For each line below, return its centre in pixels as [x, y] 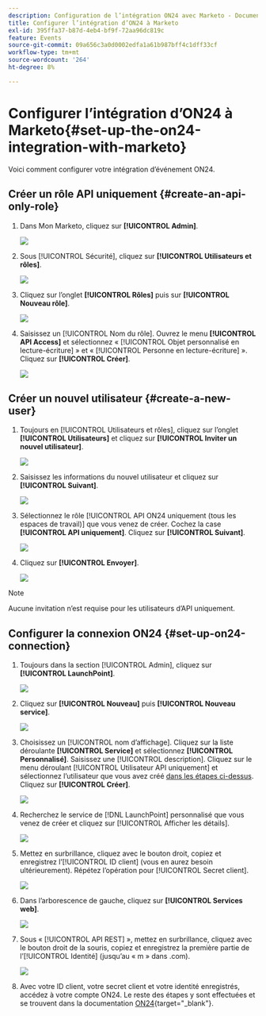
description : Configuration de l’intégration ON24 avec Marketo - [120, 15]
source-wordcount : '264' [49, 60]
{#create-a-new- [188, 398]
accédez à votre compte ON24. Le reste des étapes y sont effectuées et [137, 995]
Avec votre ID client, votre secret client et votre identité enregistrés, [129, 987]
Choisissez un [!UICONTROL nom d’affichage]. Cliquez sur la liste [126, 742]
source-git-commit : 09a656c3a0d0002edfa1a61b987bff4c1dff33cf [113, 45]
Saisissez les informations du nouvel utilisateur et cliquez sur [119, 477]
